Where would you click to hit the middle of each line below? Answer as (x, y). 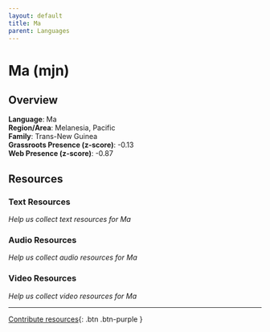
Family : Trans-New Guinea (53, 137)
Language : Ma (33, 119)
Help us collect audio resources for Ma (73, 257)
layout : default (35, 16)
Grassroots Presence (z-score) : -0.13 (71, 145)
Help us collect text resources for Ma (70, 219)
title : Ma (25, 23)
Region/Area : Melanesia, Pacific (62, 128)
